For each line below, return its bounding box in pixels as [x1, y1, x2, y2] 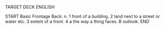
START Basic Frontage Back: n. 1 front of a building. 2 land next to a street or [5, 14, 160, 19]
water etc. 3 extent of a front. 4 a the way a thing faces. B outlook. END [5, 19, 150, 24]
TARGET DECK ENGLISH [5, 4, 55, 10]
